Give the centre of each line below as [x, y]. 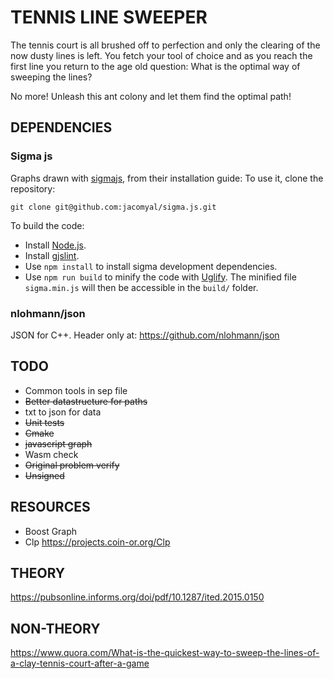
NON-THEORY [55, 628]
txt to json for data [63, 412]
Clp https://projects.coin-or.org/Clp [97, 542]
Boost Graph [51, 531]
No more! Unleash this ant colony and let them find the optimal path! [151, 96]
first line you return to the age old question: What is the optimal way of [155, 66]
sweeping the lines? [51, 77]
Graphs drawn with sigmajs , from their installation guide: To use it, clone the [167, 178]
